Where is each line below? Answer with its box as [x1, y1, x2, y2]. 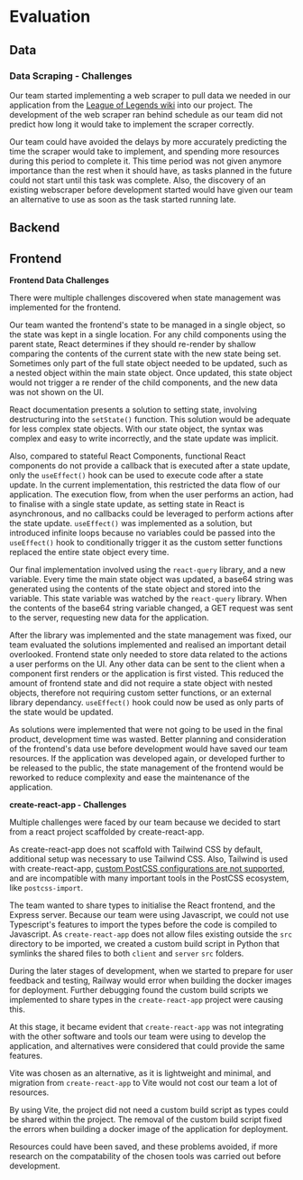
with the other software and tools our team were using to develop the [9, 1031, 266, 1042]
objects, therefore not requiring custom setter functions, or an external [9, 687, 272, 698]
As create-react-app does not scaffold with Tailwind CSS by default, [9, 844, 263, 855]
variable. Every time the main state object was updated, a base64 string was [9, 574, 294, 585]
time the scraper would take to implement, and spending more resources [9, 146, 280, 156]
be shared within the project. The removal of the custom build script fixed [9, 1114, 282, 1125]
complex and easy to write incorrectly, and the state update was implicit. [9, 433, 280, 444]
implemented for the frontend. [9, 302, 122, 313]
